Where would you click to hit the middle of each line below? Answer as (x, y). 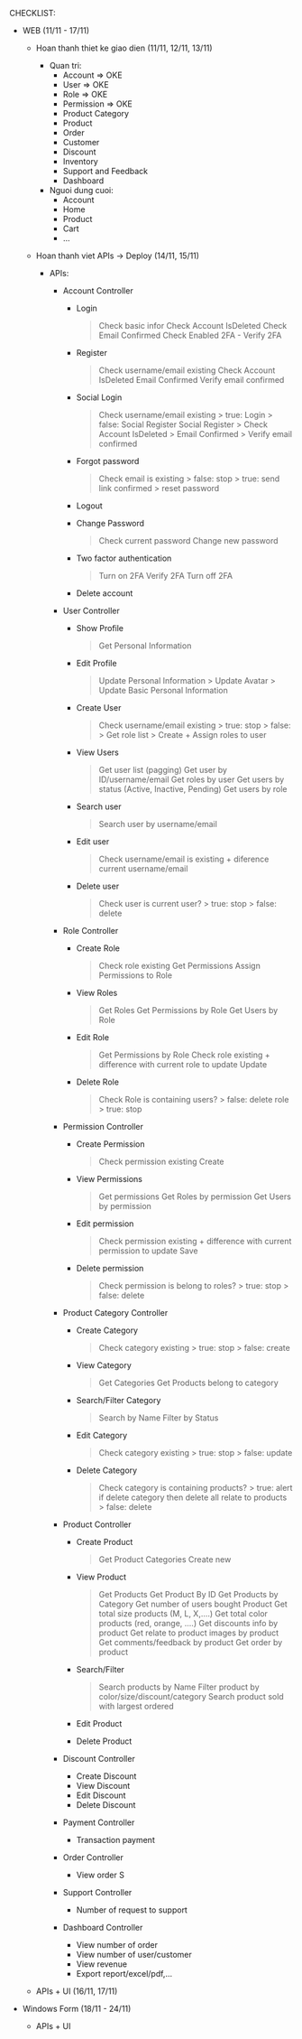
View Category (104, 1365)
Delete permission (110, 1268)
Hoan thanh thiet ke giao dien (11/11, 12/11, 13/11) (124, 48)
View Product (101, 1577)
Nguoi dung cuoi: (82, 190)
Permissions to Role (136, 975)
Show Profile (100, 628)
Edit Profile (96, 663)
